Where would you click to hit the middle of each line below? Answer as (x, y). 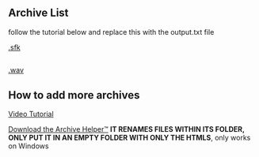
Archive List (38, 13)
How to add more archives (74, 95)
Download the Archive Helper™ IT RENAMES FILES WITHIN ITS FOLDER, (127, 129)
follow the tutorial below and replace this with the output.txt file (111, 32)
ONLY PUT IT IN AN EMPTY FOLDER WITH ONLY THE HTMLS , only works (129, 138)
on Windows (29, 146)
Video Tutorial (31, 114)
